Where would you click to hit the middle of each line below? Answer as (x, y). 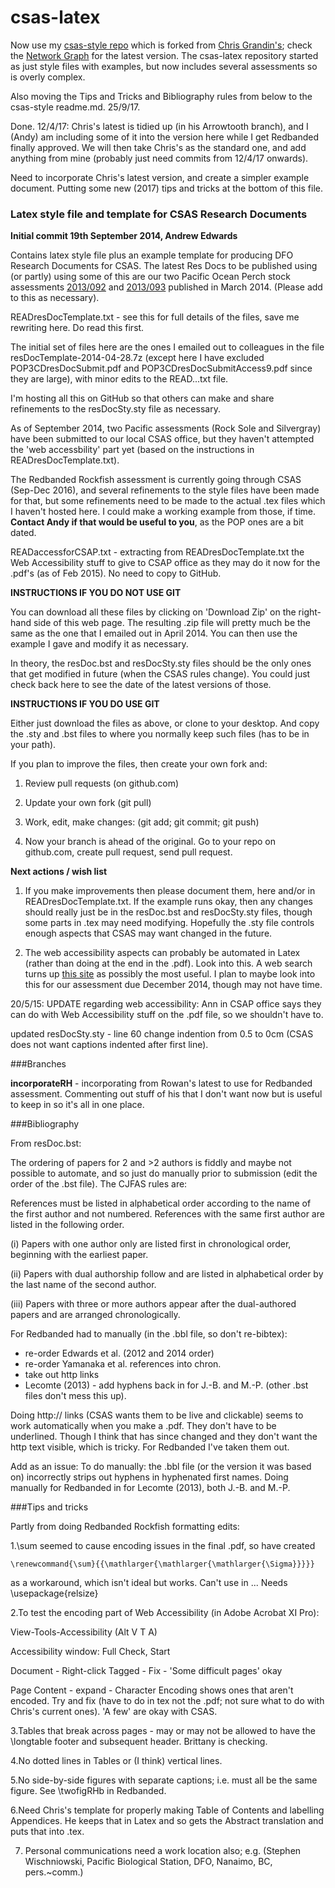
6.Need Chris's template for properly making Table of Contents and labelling (167, 1810)
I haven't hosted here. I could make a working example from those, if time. (163, 512)
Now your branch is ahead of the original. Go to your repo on (150, 842)
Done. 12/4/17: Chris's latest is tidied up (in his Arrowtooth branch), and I (159, 126)
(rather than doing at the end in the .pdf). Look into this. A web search (168, 963)
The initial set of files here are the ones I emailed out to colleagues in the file (167, 347)
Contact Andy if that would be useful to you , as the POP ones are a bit (157, 522)
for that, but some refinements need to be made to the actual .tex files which (168, 501)
